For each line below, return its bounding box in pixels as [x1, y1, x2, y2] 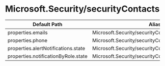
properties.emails [7, 29, 48, 36]
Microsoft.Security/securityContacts [5, 3, 160, 15]
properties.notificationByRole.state [7, 52, 87, 59]
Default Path [32, 21, 63, 28]
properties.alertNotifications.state [7, 45, 85, 51]
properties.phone [7, 37, 48, 44]
